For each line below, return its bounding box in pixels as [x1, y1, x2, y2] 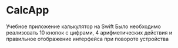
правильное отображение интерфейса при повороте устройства [6, 35, 169, 42]
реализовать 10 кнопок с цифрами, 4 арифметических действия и [6, 29, 172, 36]
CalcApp [6, 4, 49, 17]
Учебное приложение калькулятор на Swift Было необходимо [6, 23, 162, 30]
